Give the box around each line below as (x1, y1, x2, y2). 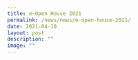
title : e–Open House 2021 (7, 10, 81, 17)
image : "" (7, 42, 36, 49)
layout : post (7, 29, 45, 37)
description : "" (7, 36, 54, 43)
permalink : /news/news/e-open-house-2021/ (7, 17, 131, 23)
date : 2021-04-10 (7, 23, 57, 30)
